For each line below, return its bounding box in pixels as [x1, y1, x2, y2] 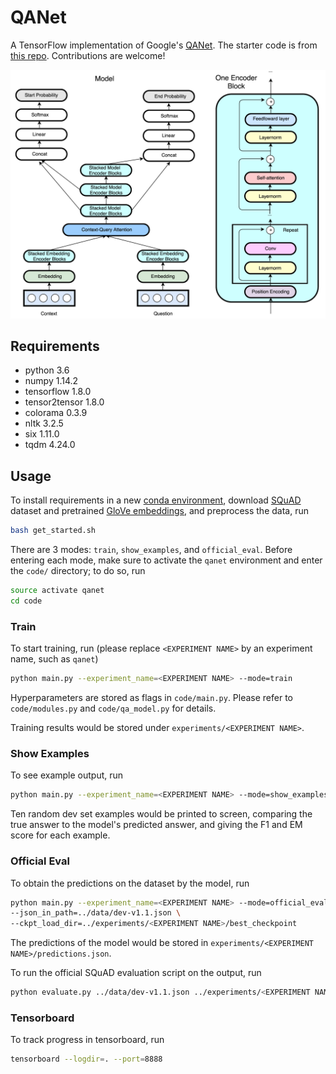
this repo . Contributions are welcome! [10, 49, 166, 61]
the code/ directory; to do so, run [10, 565, 146, 577]
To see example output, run [10, 769, 124, 781]
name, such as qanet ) [10, 653, 99, 665]
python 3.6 [24, 364, 70, 376]
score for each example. [10, 829, 111, 841]
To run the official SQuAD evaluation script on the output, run [10, 967, 262, 979]
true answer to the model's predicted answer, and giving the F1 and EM [10, 819, 303, 831]
